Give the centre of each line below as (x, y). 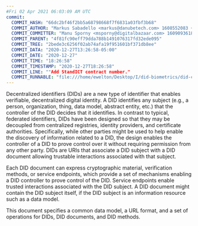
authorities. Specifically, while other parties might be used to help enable (95, 132)
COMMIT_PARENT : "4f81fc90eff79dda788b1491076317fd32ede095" (87, 39)
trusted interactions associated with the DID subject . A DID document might (98, 187)
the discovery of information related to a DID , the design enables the (89, 138)
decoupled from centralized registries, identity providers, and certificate (94, 125)
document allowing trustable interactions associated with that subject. (91, 157)
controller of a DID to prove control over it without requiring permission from (98, 144)
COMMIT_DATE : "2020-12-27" (44, 55)
